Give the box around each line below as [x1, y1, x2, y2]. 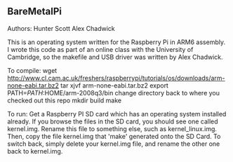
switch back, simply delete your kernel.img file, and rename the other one [7, 140, 220, 148]
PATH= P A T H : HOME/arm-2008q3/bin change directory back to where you [7, 88, 220, 97]
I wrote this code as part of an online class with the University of [7, 45, 194, 53]
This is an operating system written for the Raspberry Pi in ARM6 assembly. [7, 38, 226, 46]
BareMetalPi [7, 6, 62, 18]
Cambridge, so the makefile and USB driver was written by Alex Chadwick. [7, 53, 223, 61]
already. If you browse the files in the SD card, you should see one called [7, 117, 219, 126]
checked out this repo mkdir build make [7, 96, 121, 104]
